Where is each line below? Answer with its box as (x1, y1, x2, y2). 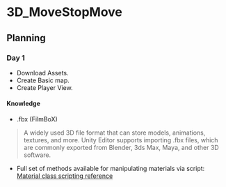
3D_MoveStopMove (6, 4, 123, 20)
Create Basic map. (16, 76, 70, 84)
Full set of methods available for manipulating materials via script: (16, 165, 205, 173)
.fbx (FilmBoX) (16, 115, 58, 124)
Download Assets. (16, 68, 69, 77)
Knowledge (6, 99, 41, 108)
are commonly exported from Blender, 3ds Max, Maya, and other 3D (23, 144, 220, 152)
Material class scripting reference (16, 172, 113, 180)
